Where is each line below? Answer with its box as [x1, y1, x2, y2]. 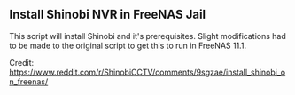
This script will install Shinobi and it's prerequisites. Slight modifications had [9, 30, 286, 41]
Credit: [9, 57, 35, 67]
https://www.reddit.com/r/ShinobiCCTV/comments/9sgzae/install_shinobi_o [9, 67, 286, 77]
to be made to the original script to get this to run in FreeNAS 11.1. [9, 40, 246, 51]
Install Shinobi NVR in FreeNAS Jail [9, 7, 206, 22]
